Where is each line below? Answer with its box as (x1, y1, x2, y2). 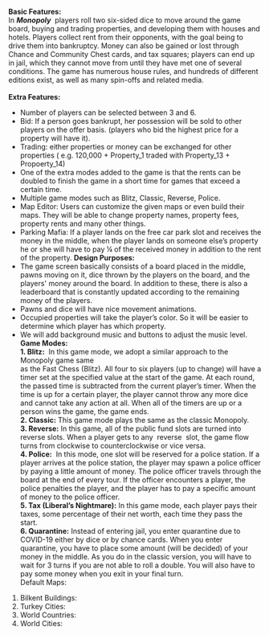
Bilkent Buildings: (19, 593, 78, 602)
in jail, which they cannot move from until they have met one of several (8, 58, 243, 68)
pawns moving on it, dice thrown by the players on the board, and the (19, 270, 251, 280)
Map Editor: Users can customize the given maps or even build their (19, 202, 245, 211)
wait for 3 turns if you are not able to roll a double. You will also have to (19, 560, 255, 570)
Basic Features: (8, 7, 62, 16)
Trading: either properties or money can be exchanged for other (19, 142, 232, 151)
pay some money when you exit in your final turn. (19, 569, 184, 578)
